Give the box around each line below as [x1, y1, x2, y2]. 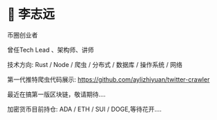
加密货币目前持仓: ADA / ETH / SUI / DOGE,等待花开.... [7, 105, 162, 113]
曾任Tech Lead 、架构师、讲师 [7, 45, 94, 54]
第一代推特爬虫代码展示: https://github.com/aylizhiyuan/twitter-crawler [7, 75, 210, 84]
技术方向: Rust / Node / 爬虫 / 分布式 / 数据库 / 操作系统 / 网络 [7, 60, 183, 68]
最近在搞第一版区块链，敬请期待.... [7, 90, 106, 98]
